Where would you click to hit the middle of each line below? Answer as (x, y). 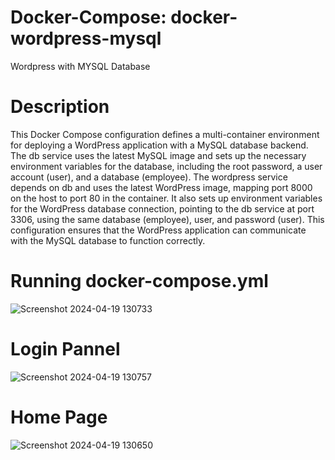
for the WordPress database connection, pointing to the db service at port (162, 208)
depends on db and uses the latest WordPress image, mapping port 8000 (161, 187)
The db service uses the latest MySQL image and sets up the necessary (158, 155)
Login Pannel (65, 349)
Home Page (59, 417)
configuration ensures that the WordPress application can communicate (158, 230)
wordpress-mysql (86, 38)
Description (60, 107)
